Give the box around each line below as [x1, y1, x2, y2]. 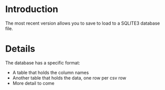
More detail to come [12, 80, 54, 86]
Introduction [5, 4, 59, 15]
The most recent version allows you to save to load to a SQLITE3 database [5, 20, 160, 26]
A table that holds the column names [12, 69, 89, 75]
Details [5, 43, 35, 55]
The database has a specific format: [5, 59, 81, 66]
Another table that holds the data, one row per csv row [12, 74, 127, 81]
